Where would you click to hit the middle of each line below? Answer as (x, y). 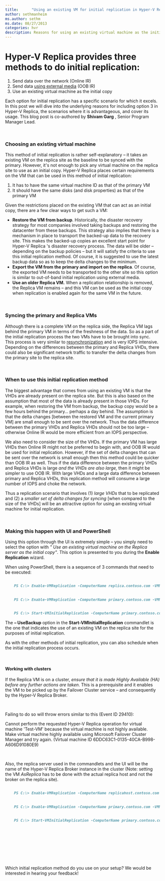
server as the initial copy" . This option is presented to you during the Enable (82, 552)
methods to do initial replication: (72, 67)
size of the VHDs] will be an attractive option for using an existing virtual (78, 503)
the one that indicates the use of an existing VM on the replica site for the (79, 628)
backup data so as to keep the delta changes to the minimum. (75, 262)
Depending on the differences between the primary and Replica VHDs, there (82, 347)
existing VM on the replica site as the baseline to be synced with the (74, 160)
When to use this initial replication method (56, 380)
